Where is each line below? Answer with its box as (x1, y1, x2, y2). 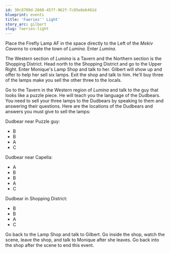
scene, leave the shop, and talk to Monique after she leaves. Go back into (5, 237, 159, 243)
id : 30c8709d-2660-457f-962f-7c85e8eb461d (5, 7, 97, 13)
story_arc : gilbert (5, 21, 47, 27)
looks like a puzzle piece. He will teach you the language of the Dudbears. (5, 92, 161, 99)
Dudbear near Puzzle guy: (5, 118, 60, 124)
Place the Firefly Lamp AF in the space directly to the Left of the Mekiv (5, 40, 153, 46)
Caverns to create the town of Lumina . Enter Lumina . (5, 46, 117, 52)
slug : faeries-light (5, 26, 49, 31)
